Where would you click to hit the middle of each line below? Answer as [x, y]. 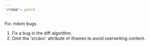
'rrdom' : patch [20, 10]
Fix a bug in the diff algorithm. [42, 33]
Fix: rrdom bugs [21, 23]
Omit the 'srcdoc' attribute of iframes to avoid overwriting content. [78, 38]
